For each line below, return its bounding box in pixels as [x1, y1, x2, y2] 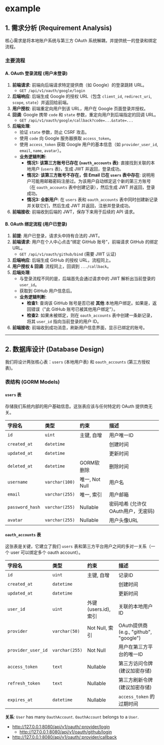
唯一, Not [80, 476, 101, 483]
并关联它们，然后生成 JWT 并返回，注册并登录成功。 [26, 203, 133, 209]
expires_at [7, 697, 33, 703]
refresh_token [7, 681, 41, 686]
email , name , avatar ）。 [19, 148, 64, 153]
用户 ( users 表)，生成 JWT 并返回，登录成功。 [31, 166, 123, 172]
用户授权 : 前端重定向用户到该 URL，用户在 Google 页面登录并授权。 [12, 106, 148, 112]
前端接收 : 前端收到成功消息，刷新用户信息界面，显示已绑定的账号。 [12, 324, 147, 331]
